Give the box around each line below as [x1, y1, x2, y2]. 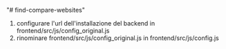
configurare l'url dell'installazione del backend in [16, 19, 156, 27]
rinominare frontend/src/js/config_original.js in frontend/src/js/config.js [16, 34, 219, 42]
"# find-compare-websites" [6, 6, 86, 14]
